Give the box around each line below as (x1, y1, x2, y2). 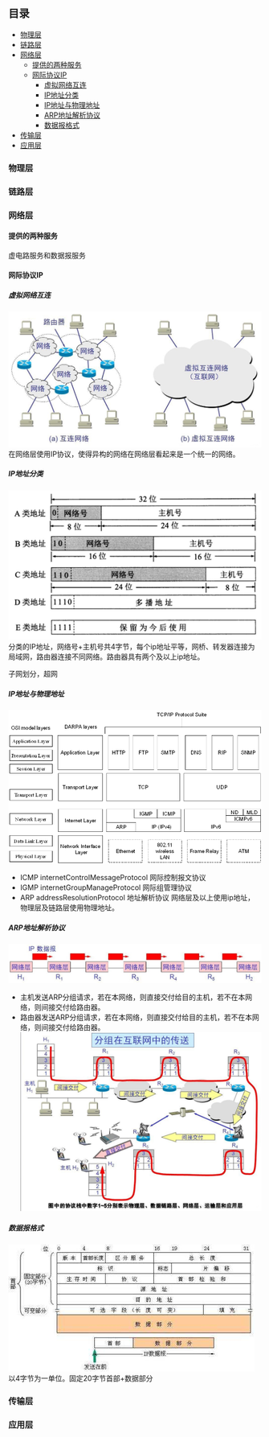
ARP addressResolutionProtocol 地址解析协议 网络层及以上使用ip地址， (19, 893, 255, 903)
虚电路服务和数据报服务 (8, 250, 86, 260)
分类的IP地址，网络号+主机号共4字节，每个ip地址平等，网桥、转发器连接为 (8, 642, 255, 652)
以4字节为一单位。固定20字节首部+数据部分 (8, 1373, 153, 1383)
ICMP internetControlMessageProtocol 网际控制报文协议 (19, 873, 206, 883)
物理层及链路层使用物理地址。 (19, 903, 119, 912)
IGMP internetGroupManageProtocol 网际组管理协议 (19, 883, 193, 892)
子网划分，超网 (8, 669, 58, 679)
